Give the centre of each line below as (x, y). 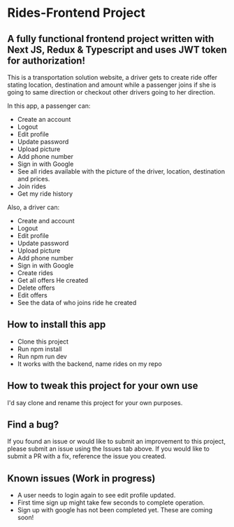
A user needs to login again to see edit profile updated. (96, 496)
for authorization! (46, 61)
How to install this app (57, 324)
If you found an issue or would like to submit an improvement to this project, (116, 442)
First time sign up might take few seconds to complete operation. (111, 503)
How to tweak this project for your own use (103, 386)
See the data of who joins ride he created (77, 303)
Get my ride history (45, 194)
